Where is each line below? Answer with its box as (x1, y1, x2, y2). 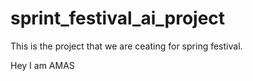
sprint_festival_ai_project (10, 7, 226, 30)
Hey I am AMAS (10, 59, 75, 71)
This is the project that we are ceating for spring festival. (10, 40, 243, 52)
